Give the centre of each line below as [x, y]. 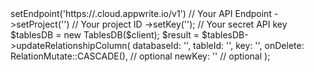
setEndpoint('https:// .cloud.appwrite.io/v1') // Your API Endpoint [141, 13]
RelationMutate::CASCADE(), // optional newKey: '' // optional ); [140, 56]
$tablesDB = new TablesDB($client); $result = [105, 35]
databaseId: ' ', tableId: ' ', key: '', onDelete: [218, 45]
